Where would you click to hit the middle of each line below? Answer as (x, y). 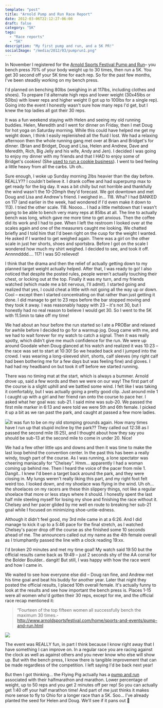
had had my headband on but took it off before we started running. (72, 366)
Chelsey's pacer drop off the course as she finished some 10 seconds (75, 530)
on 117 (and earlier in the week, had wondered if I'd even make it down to (78, 202)
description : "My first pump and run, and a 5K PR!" (60, 46)
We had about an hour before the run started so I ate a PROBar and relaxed (80, 325)
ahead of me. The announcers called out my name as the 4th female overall (81, 535)
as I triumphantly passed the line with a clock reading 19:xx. (65, 540)
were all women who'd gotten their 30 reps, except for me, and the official (79, 595)
